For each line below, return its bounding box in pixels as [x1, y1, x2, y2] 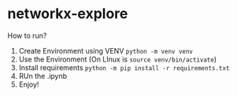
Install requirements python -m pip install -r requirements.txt [18, 62, 230, 72]
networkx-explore [7, 5, 128, 23]
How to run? [7, 31, 47, 40]
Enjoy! [18, 80, 39, 89]
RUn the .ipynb [18, 71, 68, 80]
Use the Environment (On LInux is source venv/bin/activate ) [18, 54, 217, 64]
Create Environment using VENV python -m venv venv [18, 46, 194, 55]
